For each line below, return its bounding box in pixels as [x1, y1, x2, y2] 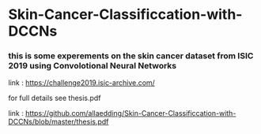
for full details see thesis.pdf [8, 93, 101, 103]
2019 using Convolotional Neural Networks [8, 61, 177, 72]
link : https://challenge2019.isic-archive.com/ [8, 78, 156, 87]
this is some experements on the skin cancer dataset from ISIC [8, 50, 254, 61]
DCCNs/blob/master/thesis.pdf [8, 117, 109, 127]
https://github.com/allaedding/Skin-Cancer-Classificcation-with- [25, 109, 236, 118]
